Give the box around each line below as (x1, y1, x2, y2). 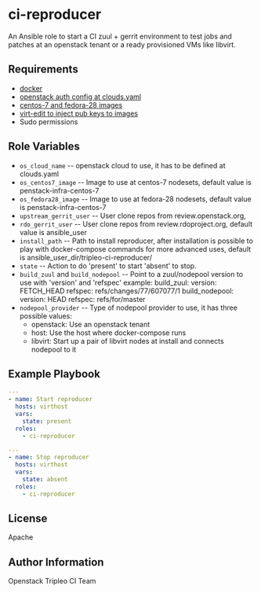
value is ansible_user (19, 227, 88, 237)
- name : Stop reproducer (8, 454, 89, 462)
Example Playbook (8, 367, 100, 381)
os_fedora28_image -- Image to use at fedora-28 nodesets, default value (19, 194, 252, 204)
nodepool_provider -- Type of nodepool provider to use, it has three (19, 303, 237, 312)
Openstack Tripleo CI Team (8, 576, 96, 586)
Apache (8, 532, 34, 542)
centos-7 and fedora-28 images (19, 100, 123, 109)
